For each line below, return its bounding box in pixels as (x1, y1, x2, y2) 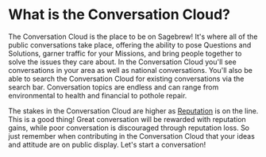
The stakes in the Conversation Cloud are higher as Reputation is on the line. (8, 105, 259, 116)
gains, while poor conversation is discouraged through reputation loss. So (8, 123, 250, 132)
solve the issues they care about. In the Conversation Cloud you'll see (8, 57, 237, 67)
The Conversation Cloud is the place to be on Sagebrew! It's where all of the (8, 32, 258, 41)
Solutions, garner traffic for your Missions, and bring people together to (8, 48, 242, 58)
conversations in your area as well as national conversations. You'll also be (8, 65, 253, 75)
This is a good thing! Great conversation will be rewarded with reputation (8, 114, 246, 124)
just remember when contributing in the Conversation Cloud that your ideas (8, 131, 256, 140)
